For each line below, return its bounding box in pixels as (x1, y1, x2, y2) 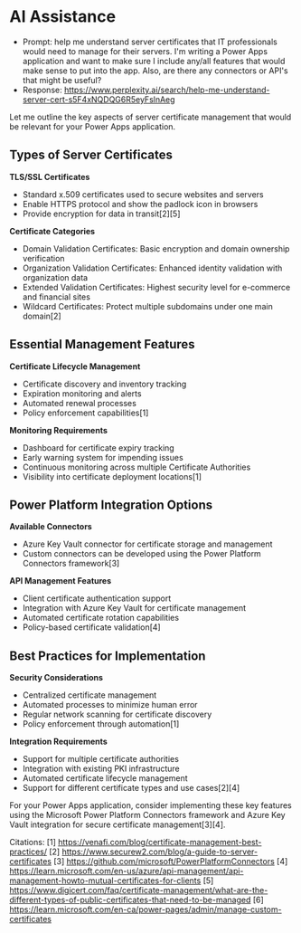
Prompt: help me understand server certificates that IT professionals (22, 36, 278, 47)
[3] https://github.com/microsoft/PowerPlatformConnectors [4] (53, 856, 288, 867)
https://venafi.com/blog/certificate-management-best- (57, 837, 262, 848)
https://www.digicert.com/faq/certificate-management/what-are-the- (9, 885, 268, 896)
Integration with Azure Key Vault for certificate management (22, 603, 247, 614)
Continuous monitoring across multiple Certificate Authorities (22, 462, 251, 472)
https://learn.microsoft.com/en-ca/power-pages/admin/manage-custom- (9, 904, 282, 915)
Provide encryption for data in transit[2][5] (22, 208, 181, 219)
